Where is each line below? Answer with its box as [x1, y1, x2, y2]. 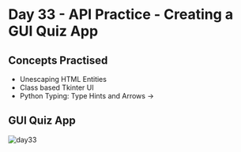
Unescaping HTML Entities [19, 75, 107, 83]
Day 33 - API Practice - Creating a [8, 6, 234, 24]
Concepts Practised [8, 54, 108, 67]
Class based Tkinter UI [19, 83, 94, 92]
